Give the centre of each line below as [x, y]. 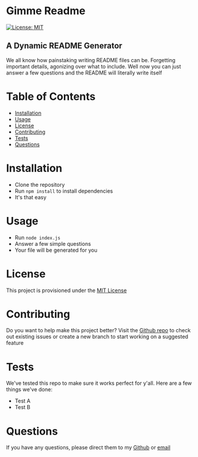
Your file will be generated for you [56, 250]
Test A [22, 401]
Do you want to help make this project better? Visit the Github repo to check [98, 330]
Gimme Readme [46, 11]
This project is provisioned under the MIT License [66, 290]
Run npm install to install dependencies [64, 191]
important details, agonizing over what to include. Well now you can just [94, 66]
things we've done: [29, 390]
